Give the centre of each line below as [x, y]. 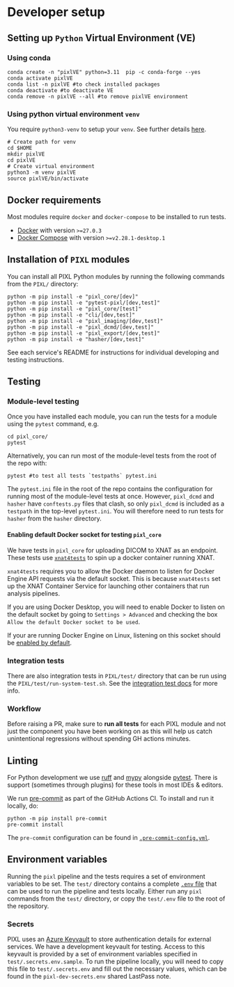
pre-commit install [36, 825]
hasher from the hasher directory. [55, 519]
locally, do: [23, 806]
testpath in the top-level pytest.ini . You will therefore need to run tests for [116, 511]
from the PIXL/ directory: [43, 284]
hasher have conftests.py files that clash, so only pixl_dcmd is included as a [116, 504]
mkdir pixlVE [26, 154]
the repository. [28, 906]
